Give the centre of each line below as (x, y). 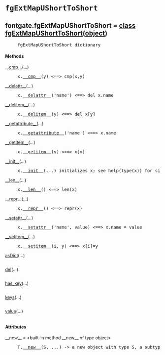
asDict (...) (15, 256)
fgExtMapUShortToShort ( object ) (56, 33)
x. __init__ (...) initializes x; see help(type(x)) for (85, 171)
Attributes (16, 327)
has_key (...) (17, 283)
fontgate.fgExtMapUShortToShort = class (70, 25)
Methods (15, 56)
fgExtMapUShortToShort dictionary (59, 45)
